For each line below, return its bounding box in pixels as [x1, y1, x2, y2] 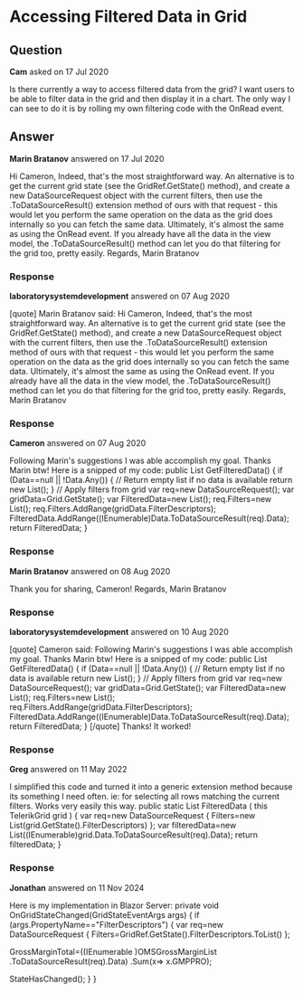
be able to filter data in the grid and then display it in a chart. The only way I [9, 93, 291, 104]
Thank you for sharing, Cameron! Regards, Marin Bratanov [9, 583, 227, 594]
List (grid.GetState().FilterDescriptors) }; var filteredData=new [9, 820, 237, 831]
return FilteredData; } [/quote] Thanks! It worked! [9, 721, 192, 732]
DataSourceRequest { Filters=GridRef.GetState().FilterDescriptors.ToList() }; [9, 929, 291, 940]
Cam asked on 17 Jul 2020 [9, 66, 109, 77]
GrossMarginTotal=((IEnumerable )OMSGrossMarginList [9, 946, 217, 957]
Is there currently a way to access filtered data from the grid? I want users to [9, 84, 295, 94]
